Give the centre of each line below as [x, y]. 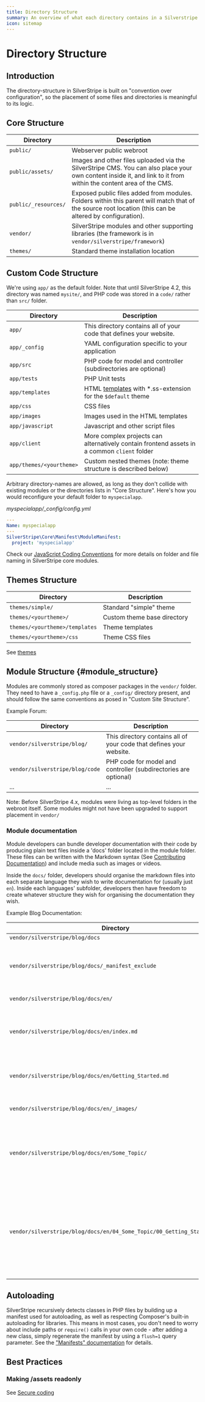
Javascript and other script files [130, 426]
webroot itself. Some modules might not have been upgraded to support [97, 808]
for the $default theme [117, 396]
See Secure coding [31, 1392]
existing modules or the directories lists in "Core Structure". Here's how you [101, 490]
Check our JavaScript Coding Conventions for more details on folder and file [103, 554]
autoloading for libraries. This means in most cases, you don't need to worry [102, 1323]
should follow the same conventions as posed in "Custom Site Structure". [98, 699]
